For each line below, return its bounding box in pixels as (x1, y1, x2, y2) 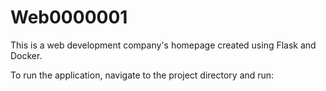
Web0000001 (10, 6, 128, 29)
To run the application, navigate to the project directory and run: (10, 69, 275, 81)
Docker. (10, 49, 43, 61)
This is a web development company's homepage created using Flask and (10, 39, 317, 51)
